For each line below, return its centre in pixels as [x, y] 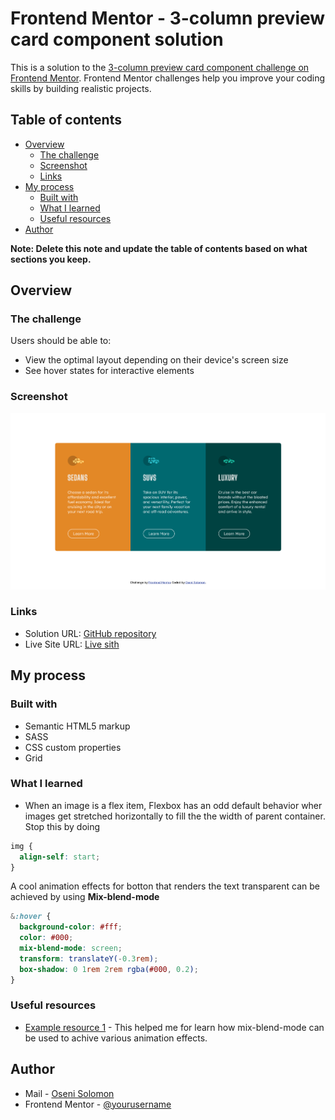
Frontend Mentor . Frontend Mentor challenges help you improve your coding [168, 78]
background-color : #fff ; [71, 927]
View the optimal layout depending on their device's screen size [156, 360]
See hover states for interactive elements [109, 371]
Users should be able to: [61, 341]
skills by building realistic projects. [81, 88]
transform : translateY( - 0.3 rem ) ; [89, 958]
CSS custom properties [73, 747]
